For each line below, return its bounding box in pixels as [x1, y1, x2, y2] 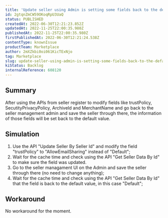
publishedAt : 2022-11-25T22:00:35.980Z [5, 30, 88, 35]
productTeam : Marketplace [5, 44, 59, 49]
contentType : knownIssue [5, 40, 57, 45]
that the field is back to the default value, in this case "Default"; [12, 180, 143, 186]
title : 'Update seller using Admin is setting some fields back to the [5, 7, 157, 12]
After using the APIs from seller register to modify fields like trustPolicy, [5, 99, 152, 105]
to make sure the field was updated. [12, 159, 86, 165]
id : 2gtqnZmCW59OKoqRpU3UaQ [5, 12, 64, 17]
